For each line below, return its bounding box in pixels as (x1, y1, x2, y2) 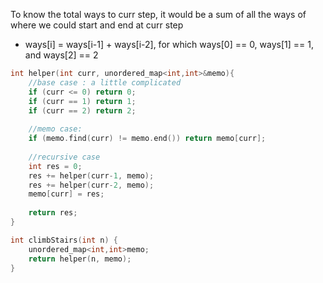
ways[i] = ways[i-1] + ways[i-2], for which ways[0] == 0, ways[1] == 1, (24, 39, 314, 50)
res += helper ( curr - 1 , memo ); (28, 170, 155, 181)
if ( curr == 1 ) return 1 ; (28, 96, 137, 106)
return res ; (28, 208, 78, 218)
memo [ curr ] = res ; (28, 189, 105, 199)
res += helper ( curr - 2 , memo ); (28, 180, 155, 190)
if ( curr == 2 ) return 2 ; (28, 105, 137, 116)
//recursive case (28, 152, 101, 162)
